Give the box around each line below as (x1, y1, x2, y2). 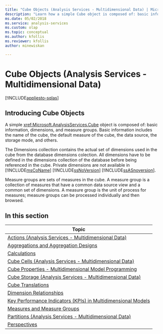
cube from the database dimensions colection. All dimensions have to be (5, 152, 150, 158)
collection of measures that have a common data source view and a (5, 182, 141, 188)
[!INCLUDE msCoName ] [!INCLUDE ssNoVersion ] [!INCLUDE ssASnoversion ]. (5, 167, 156, 173)
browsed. (5, 197, 24, 203)
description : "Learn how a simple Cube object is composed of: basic (5, 12, 149, 17)
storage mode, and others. (5, 137, 58, 143)
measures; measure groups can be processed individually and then (5, 193, 140, 198)
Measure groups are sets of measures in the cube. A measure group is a (5, 177, 150, 183)
